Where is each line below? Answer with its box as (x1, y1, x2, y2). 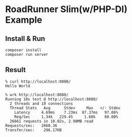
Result (5, 65, 26, 74)
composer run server (5, 52, 49, 57)
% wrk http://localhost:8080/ (5, 92, 69, 97)
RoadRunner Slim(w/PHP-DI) (5, 4, 127, 15)
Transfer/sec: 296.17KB (5, 127, 62, 132)
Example (5, 14, 42, 26)
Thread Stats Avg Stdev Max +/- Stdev (10, 105, 121, 110)
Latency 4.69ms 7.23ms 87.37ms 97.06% (14, 110, 118, 115)
